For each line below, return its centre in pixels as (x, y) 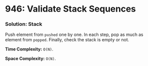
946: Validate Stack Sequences (71, 9)
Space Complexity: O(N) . (31, 59)
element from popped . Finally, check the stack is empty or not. (67, 40)
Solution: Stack (24, 24)
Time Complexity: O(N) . (29, 49)
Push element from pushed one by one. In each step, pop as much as (74, 34)
